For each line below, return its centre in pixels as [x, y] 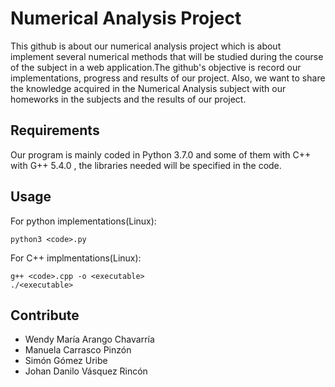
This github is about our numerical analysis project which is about [146, 46]
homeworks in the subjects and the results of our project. [128, 99]
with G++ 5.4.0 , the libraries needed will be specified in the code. [146, 165]
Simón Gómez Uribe [66, 361]
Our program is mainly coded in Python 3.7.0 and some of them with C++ [161, 154]
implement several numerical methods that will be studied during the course [167, 56]
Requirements [55, 130]
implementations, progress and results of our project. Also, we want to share [168, 78]
